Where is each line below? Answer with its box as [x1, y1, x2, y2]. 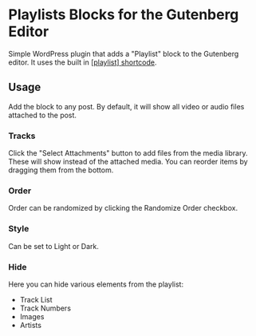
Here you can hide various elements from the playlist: [8, 279, 184, 289]
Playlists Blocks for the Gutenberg [8, 6, 239, 24]
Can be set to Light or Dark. [8, 241, 100, 251]
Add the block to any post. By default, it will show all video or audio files [8, 101, 245, 111]
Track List [19, 294, 53, 304]
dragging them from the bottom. [8, 165, 114, 175]
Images [19, 311, 45, 321]
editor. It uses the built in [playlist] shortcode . [8, 57, 157, 67]
